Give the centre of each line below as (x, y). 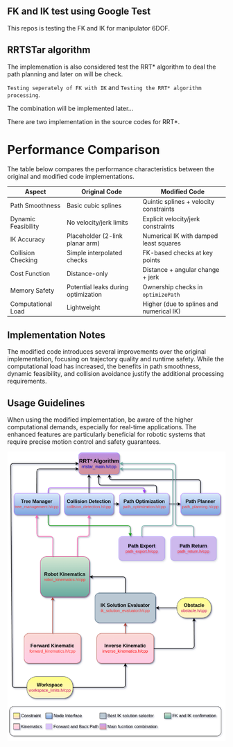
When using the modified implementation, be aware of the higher (100, 420)
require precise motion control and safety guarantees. (84, 441)
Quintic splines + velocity (179, 202)
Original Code (102, 192)
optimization (85, 294)
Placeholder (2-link (95, 236)
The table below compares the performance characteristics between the (111, 169)
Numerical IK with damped (180, 236)
